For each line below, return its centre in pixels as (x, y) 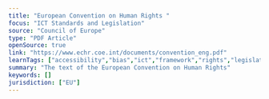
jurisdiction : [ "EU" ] (44, 82)
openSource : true (37, 46)
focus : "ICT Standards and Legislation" (77, 23)
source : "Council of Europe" (57, 30)
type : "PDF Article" (43, 38)
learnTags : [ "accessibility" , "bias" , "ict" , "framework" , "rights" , (119, 61)
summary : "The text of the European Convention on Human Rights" (119, 68)
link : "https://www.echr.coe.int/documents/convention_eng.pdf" (118, 53)
